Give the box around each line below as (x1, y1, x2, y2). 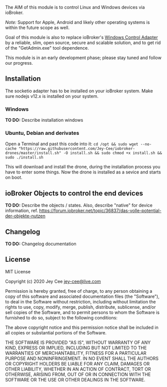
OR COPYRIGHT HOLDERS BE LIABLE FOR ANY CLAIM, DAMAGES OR (5, 360, 150, 366)
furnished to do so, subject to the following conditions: (5, 314, 117, 320)
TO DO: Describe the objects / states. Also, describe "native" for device (5, 203, 153, 209)
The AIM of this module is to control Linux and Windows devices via (5, 5, 145, 10)
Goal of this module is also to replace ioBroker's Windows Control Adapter (5, 35, 158, 40)
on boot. (5, 174, 22, 180)
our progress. (5, 60, 33, 66)
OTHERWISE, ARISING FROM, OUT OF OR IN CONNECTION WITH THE (5, 371, 151, 377)
